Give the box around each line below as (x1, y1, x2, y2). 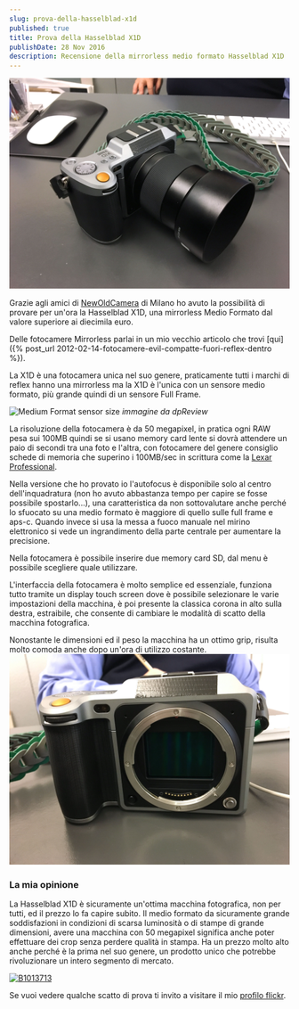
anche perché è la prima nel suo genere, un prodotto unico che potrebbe (9, 946, 277, 957)
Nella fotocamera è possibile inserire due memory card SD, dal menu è (9, 553, 269, 563)
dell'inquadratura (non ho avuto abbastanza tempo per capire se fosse (9, 488, 269, 499)
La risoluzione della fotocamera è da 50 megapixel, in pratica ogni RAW (9, 423, 271, 434)
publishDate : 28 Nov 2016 (9, 43, 105, 52)
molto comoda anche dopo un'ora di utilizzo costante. (9, 644, 207, 655)
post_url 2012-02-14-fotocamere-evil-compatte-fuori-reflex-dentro (25, 343, 272, 354)
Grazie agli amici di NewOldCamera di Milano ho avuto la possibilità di (9, 298, 265, 308)
